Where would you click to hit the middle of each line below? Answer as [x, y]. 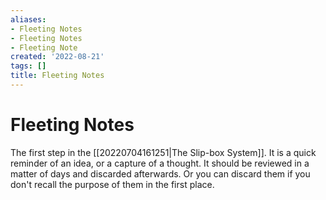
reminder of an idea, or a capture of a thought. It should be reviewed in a [160, 163]
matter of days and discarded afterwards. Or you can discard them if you [160, 173]
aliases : [28, 19]
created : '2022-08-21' [57, 57]
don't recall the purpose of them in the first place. [112, 184]
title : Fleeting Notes [57, 76]
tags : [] [28, 66]
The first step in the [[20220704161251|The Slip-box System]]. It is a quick [163, 152]
